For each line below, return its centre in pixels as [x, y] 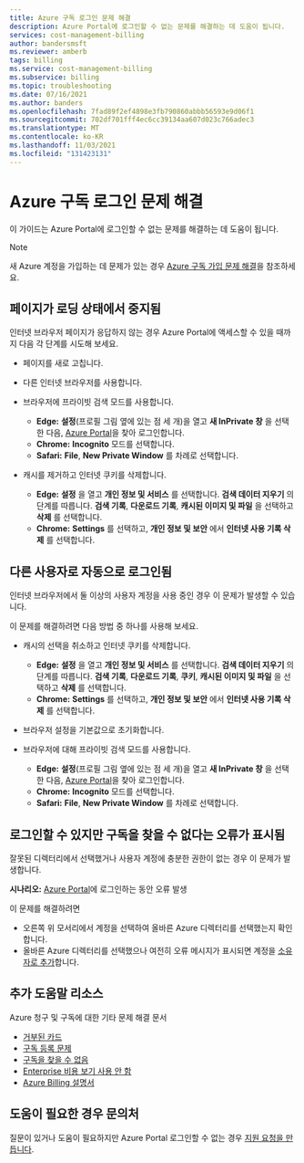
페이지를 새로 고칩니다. [63, 363]
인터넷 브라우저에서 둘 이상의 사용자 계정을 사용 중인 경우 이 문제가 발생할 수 [144, 595]
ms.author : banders [46, 103]
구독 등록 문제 [47, 1048]
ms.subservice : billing [55, 78]
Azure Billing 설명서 [58, 1082]
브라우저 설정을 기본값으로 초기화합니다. [93, 730]
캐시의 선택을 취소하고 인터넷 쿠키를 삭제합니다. [106, 645]
